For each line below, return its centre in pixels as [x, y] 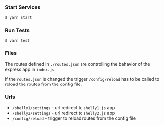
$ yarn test [17, 41]
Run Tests [17, 30]
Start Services [23, 7]
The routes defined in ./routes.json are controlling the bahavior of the [78, 64]
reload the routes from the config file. [43, 84]
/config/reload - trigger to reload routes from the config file [74, 118]
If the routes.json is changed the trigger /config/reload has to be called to [82, 79]
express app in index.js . [30, 69]
